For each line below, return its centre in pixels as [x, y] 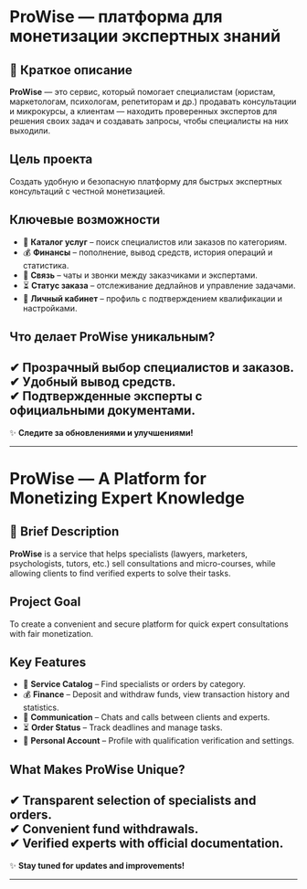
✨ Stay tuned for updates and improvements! [97, 865]
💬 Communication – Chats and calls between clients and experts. [146, 717]
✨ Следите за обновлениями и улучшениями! [101, 432]
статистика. [46, 265]
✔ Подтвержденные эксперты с [106, 396]
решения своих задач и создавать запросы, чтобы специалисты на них [149, 121]
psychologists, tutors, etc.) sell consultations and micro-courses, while [143, 563]
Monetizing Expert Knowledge [127, 498]
